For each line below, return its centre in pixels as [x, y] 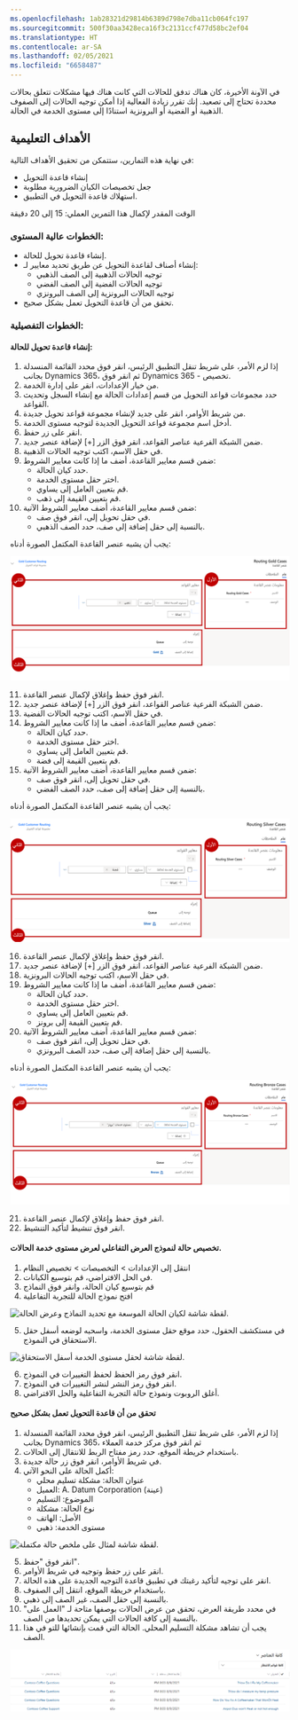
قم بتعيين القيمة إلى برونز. [79, 1022]
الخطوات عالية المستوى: [57, 236]
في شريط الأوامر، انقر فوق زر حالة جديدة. [92, 1461]
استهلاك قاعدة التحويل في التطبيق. [80, 196]
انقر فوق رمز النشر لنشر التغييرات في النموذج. [99, 1383]
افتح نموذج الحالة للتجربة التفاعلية [78, 1296]
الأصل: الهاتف [59, 1518]
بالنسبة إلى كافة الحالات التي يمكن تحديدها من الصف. [110, 1618]
